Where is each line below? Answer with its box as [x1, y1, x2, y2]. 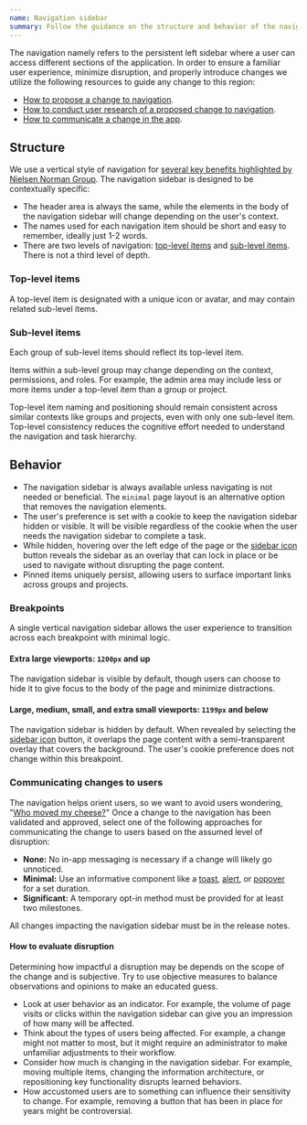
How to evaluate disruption [9, 941, 114, 952]
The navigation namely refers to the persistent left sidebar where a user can [9, 47, 295, 58]
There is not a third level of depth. [22, 250, 151, 261]
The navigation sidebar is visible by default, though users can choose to [9, 673, 281, 684]
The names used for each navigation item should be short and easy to [22, 220, 287, 231]
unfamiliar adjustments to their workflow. [22, 1046, 176, 1057]
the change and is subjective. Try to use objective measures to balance [9, 970, 278, 981]
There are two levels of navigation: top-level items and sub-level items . [22, 240, 291, 252]
